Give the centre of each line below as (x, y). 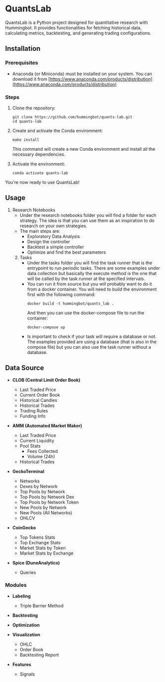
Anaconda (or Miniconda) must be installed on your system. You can (82, 74)
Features (22, 664)
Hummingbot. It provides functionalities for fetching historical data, (74, 27)
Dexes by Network (39, 486)
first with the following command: (61, 294)
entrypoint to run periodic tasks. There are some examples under (93, 268)
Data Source (25, 368)
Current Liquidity (37, 440)
